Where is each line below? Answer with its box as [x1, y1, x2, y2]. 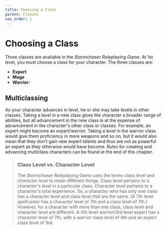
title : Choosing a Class [5, 7, 56, 12]
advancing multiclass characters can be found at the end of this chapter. [5, 149, 154, 155]
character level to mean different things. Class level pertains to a [17, 178, 150, 184]
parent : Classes [5, 12, 39, 17]
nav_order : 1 [5, 16, 32, 21]
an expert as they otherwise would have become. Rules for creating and [5, 144, 152, 150]
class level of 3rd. [17, 220, 54, 226]
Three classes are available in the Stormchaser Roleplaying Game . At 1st [5, 54, 153, 60]
